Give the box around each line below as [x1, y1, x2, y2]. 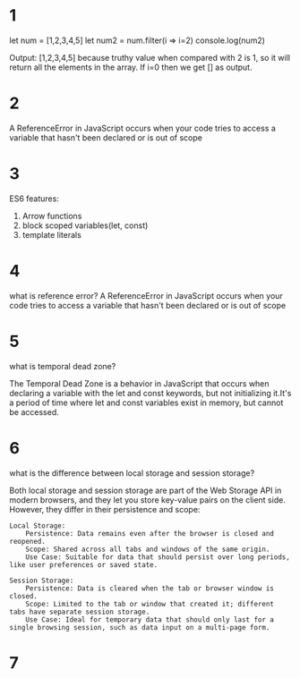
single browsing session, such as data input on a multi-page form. [9, 623, 270, 631]
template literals [21, 229, 82, 240]
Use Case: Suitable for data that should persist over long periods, [25, 552, 291, 562]
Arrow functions [21, 210, 82, 221]
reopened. [9, 537, 47, 546]
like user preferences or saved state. [9, 560, 159, 569]
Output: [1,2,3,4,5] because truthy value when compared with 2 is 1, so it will [9, 52, 291, 63]
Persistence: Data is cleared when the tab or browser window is [25, 583, 275, 593]
